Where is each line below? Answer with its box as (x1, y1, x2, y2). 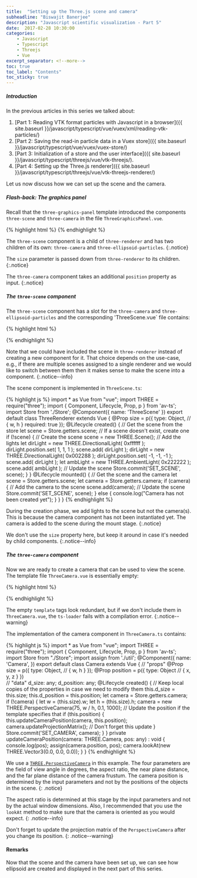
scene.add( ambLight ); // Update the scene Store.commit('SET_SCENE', (6, 465, 181, 472)
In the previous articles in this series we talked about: (6, 107, 135, 115)
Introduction (6, 92, 37, 100)
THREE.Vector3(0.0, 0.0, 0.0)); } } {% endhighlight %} (6, 748, 136, 755)
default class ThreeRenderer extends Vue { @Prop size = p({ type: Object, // (6, 415, 191, 422)
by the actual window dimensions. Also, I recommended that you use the (6, 802, 182, 809)
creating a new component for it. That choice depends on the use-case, (6, 354, 181, 362)
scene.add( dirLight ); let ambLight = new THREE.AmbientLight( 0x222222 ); (6, 459, 191, 466)
